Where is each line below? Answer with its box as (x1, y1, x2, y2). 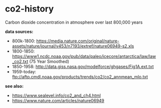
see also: (5, 83, 24, 89)
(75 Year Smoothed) (29, 58, 69, 64)
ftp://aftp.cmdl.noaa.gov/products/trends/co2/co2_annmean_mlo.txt (12, 74, 148, 80)
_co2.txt (12, 58, 29, 64)
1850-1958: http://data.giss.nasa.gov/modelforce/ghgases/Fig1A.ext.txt (12, 64, 154, 69)
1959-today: (12, 68, 36, 74)
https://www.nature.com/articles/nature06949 (12, 97, 105, 103)
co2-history (5, 3, 54, 14)
